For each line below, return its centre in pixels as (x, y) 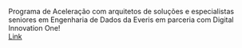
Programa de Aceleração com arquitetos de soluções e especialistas (121, 11)
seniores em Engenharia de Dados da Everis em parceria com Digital (121, 20)
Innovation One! (34, 28)
